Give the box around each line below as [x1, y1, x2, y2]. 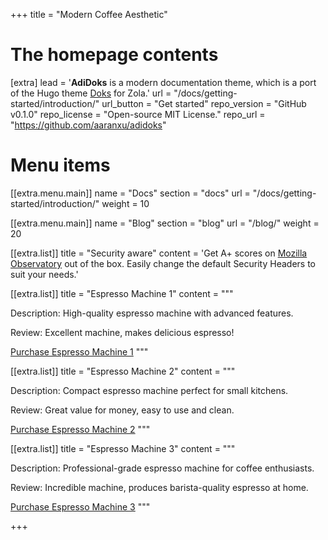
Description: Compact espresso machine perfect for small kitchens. [10, 384, 289, 396]
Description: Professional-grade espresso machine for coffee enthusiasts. [10, 462, 315, 474]
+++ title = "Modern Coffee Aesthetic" [10, 9, 168, 20]
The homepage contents [10, 44, 219, 66]
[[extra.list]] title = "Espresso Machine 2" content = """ [10, 365, 236, 377]
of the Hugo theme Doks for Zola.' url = [10, 87, 172, 99]
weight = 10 [101, 197, 150, 209]
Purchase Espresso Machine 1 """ [10, 345, 149, 358]
